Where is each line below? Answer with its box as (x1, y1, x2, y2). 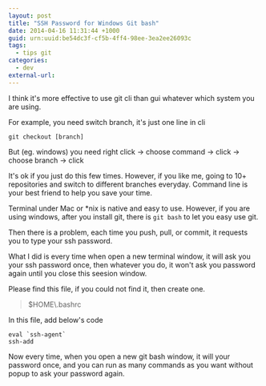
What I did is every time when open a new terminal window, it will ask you (8, 251, 251, 261)
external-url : (8, 71, 56, 79)
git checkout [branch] (8, 133, 84, 141)
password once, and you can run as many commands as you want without (8, 360, 254, 369)
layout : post (8, 11, 52, 20)
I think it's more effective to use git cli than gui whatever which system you (8, 93, 255, 103)
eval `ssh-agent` (8, 330, 66, 339)
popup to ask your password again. (8, 368, 125, 378)
